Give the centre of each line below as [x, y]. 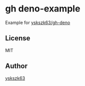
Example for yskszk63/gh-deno [38, 22]
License [18, 38]
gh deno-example [43, 9]
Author [16, 66]
